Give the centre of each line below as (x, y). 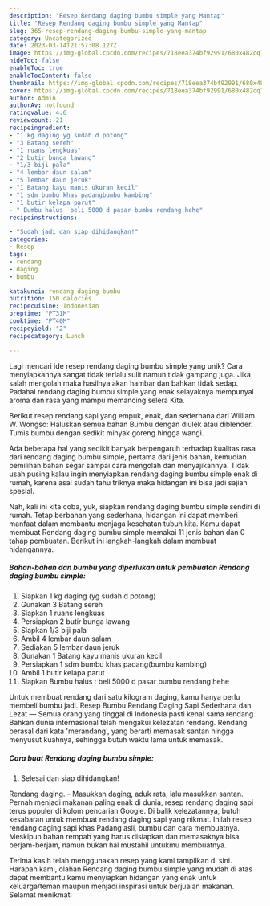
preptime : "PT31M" (40, 314)
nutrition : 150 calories (50, 299)
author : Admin (33, 98)
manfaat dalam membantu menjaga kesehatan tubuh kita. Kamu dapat (125, 524)
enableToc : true (36, 68)
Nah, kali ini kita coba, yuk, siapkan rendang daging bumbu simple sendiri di (135, 506)
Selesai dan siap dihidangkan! (70, 778)
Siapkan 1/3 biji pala (54, 631)
